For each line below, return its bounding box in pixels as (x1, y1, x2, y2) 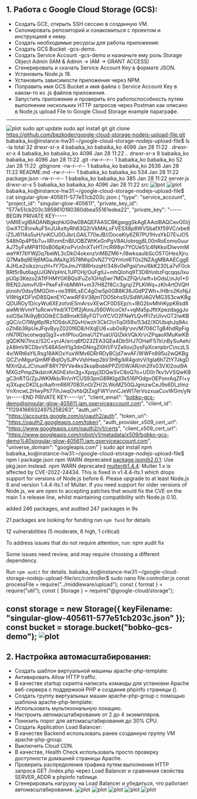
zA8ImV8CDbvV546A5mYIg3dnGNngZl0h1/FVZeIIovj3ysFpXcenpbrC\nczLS (6, 344, 189, 351)
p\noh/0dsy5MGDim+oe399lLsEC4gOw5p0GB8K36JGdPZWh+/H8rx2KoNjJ (6, 287, 191, 294)
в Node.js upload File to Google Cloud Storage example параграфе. (14, 108, 179, 115)
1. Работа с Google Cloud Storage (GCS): (6, 5, 158, 15)
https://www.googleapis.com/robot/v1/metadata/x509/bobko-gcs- (8, 431, 169, 438)
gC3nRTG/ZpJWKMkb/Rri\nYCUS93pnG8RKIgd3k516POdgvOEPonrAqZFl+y (6, 375, 191, 382)
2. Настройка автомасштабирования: (6, 651, 151, 661)
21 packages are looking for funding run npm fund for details (6, 516, 151, 523)
